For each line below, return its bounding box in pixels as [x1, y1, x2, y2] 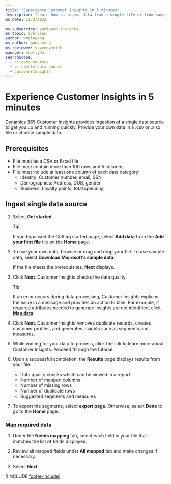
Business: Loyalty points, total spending [20, 185, 104, 191]
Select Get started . [12, 213, 53, 220]
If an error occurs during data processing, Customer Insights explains [12, 293, 159, 299]
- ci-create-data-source [10, 64, 63, 70]
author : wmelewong [5, 36, 44, 41]
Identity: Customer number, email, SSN [20, 174, 102, 180]
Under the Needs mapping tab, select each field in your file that [12, 432, 147, 439]
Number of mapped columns [20, 377, 81, 383]
